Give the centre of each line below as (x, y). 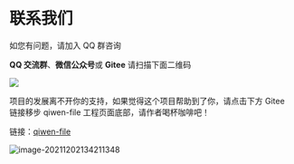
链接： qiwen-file (40, 131)
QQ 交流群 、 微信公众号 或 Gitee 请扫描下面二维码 (100, 64)
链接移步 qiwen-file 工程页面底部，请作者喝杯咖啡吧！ (110, 112)
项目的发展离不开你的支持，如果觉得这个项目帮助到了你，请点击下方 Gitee (147, 101)
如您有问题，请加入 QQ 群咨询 (66, 45)
